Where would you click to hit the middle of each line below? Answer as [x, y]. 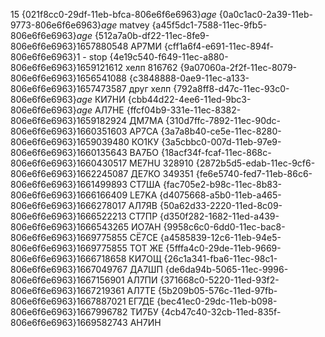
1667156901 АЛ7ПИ [117, 280]
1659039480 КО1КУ [118, 142]
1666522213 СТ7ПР [117, 216]
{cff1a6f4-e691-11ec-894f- [218, 46]
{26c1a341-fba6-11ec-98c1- [220, 258]
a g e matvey [125, 25]
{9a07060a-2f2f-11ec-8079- [238, 67]
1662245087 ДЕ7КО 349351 [135, 173]
